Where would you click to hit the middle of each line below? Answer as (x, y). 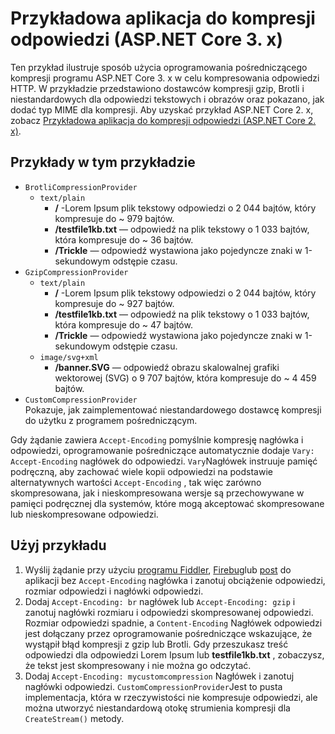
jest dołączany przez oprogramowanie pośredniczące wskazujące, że (168, 633)
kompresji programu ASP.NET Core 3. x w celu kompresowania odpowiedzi (165, 78)
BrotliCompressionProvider (81, 187)
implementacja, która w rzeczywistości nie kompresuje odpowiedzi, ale (171, 697)
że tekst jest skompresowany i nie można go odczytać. (138, 665)
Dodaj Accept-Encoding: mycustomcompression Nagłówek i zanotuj (159, 676)
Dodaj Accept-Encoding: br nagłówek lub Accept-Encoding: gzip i (160, 601)
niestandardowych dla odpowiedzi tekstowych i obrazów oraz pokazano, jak (167, 99)
